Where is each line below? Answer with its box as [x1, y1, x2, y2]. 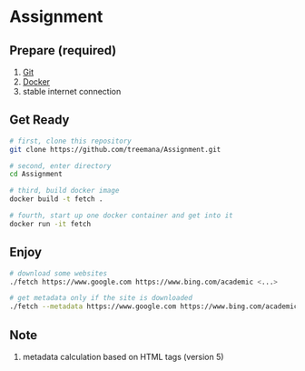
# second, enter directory [9, 161, 112, 170]
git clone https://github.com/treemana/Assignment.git [9, 145, 221, 154]
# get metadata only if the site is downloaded [9, 294, 193, 303]
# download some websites [9, 268, 107, 278]
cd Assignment [9, 170, 64, 179]
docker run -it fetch [9, 219, 92, 228]
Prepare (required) [9, 43, 117, 58]
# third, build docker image [9, 186, 120, 196]
